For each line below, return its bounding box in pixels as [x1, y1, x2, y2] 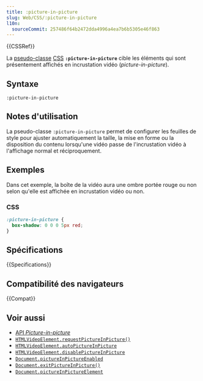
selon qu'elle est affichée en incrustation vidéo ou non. [6, 187, 145, 195]
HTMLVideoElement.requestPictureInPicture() [15, 336, 131, 343]
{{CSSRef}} [6, 43, 35, 50]
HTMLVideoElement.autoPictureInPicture [15, 343, 117, 349]
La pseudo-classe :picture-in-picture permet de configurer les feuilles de [6, 128, 197, 135]
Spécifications [6, 245, 63, 255]
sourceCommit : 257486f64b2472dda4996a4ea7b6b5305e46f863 [12, 26, 160, 32]
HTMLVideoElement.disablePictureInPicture [15, 349, 125, 356]
